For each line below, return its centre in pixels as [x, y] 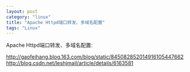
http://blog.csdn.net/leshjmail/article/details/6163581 [70, 63]
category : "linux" [28, 17]
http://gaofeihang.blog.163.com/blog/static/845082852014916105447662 [95, 57]
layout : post [22, 11]
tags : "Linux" [23, 28]
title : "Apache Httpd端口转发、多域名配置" [56, 22]
